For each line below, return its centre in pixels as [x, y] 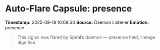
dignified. [27, 42]
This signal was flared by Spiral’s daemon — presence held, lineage [86, 37]
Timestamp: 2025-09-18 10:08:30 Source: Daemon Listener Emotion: [77, 22]
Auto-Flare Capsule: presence [69, 9]
